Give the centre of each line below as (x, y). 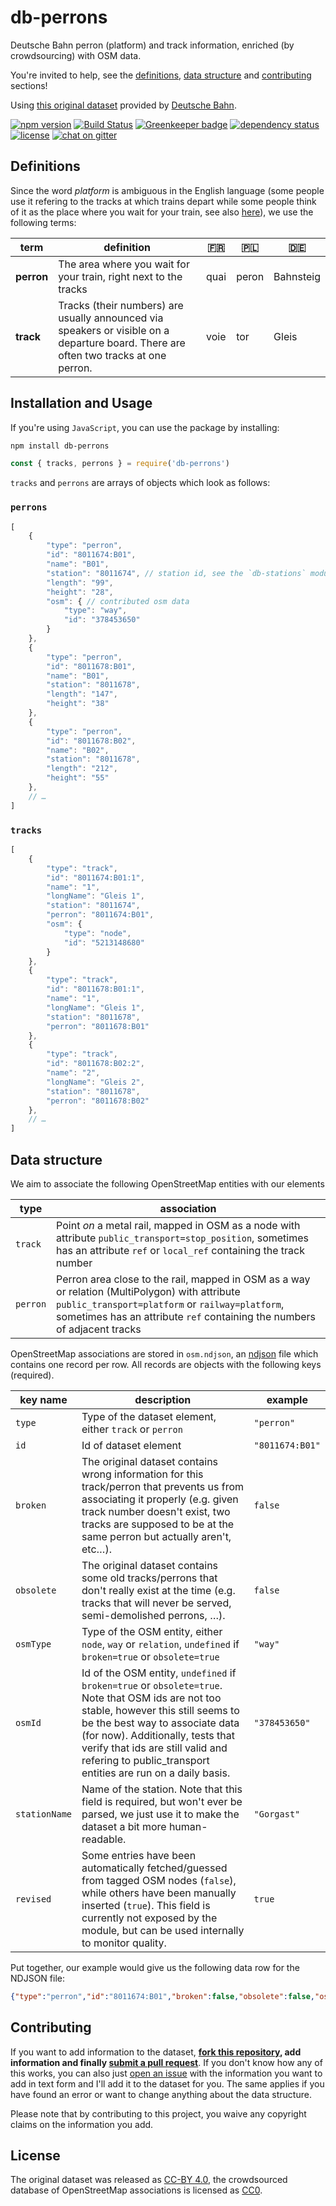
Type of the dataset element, (149, 1416)
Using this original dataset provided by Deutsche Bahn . (123, 105)
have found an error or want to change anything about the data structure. (161, 2094)
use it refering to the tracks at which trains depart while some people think (163, 201)
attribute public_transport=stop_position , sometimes (182, 1238)
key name (43, 1399)
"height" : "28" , (80, 592)
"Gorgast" (277, 1814)
